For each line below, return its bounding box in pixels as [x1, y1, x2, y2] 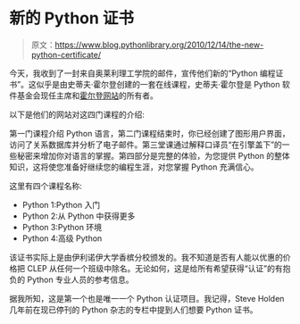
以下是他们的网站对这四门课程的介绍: [9, 109, 146, 120]
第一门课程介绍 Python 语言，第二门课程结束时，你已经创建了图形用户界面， [9, 128, 290, 138]
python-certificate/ [30, 49, 101, 60]
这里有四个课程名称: [9, 180, 83, 191]
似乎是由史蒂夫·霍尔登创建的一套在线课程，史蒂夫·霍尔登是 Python [36, 79, 280, 89]
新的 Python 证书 [9, 8, 135, 29]
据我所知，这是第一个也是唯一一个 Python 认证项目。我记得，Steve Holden [9, 293, 285, 303]
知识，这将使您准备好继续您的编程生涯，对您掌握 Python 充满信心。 [9, 162, 259, 172]
